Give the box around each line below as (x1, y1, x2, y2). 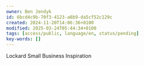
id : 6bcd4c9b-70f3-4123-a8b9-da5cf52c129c (6, 14, 113, 20)
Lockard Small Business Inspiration (6, 53, 92, 59)
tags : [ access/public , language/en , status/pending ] (6, 31, 139, 37)
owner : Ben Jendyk (6, 8, 52, 15)
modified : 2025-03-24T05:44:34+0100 (6, 25, 97, 31)
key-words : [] (6, 36, 41, 42)
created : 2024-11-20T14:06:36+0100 (6, 19, 94, 25)
